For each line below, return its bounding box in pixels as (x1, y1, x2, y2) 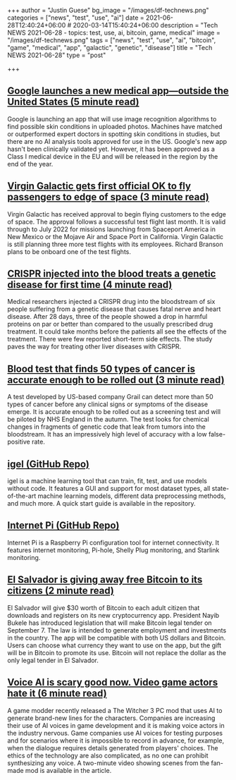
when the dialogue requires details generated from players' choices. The (7, 743, 218, 752)
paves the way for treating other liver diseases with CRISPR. (7, 342, 182, 351)
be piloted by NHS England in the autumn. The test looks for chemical (7, 415, 209, 424)
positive (7, 437, 30, 446)
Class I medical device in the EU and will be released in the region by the (7, 152, 218, 161)
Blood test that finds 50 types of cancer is (7, 362, 196, 374)
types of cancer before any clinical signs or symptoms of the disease (7, 400, 209, 408)
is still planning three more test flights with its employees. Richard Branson (7, 240, 223, 248)
